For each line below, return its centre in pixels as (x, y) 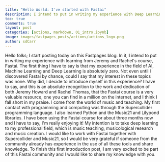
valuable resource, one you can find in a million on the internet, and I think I (81, 97)
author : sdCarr (21, 42)
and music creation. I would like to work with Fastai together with (71, 133)
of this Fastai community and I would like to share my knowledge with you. (80, 154)
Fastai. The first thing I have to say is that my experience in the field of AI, (79, 66)
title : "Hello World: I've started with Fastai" (56, 10)
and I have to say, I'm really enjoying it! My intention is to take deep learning (82, 123)
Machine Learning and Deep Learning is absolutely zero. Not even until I (78, 71)
